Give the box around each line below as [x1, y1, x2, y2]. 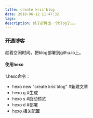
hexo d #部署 [12, 101, 38, 107]
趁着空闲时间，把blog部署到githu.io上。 [5, 50, 83, 55]
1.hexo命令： [5, 73, 30, 79]
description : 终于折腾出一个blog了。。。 [5, 20, 78, 26]
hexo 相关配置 [12, 108, 40, 114]
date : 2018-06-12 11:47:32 [5, 12, 59, 17]
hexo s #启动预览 [12, 96, 46, 101]
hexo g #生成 [12, 89, 38, 95]
